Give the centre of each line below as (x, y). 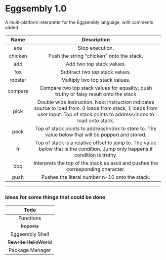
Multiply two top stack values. (96, 80)
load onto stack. (96, 120)
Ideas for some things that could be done (55, 197)
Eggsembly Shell (30, 234)
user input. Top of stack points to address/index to (96, 114)
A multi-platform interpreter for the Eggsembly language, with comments (79, 22)
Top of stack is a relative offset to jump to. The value (96, 142)
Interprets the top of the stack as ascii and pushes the (96, 163)
